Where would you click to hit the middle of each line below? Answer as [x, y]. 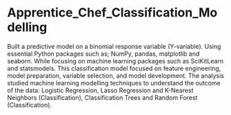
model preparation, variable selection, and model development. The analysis [115, 75]
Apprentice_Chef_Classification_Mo [112, 13]
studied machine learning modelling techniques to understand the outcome [114, 83]
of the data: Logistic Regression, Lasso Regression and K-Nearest [100, 90]
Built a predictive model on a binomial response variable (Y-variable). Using [114, 46]
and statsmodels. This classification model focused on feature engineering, [114, 68]
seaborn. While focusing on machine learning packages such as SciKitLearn [115, 61]
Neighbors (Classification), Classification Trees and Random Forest [102, 97]
